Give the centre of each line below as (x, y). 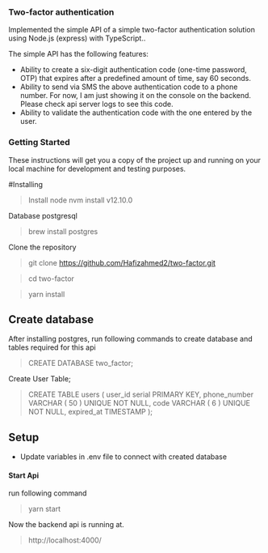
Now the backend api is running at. (67, 525)
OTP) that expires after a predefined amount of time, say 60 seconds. (136, 79)
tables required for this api (52, 347)
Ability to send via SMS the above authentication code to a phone (129, 87)
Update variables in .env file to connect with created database (124, 457)
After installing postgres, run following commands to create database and (130, 339)
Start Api (23, 475)
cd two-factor (51, 279)
